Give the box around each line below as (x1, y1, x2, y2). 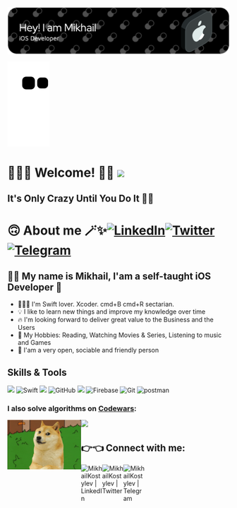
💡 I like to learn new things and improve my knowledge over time (17, 307, 206, 316)
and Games (17, 338, 51, 347)
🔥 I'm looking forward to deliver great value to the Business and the (17, 315, 214, 324)
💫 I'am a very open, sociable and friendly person (17, 346, 159, 355)
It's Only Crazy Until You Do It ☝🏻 (7, 193, 154, 205)
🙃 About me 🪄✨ (7, 223, 107, 238)
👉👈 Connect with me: (80, 442, 186, 454)
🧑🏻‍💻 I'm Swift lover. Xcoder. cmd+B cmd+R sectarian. (17, 300, 175, 309)
